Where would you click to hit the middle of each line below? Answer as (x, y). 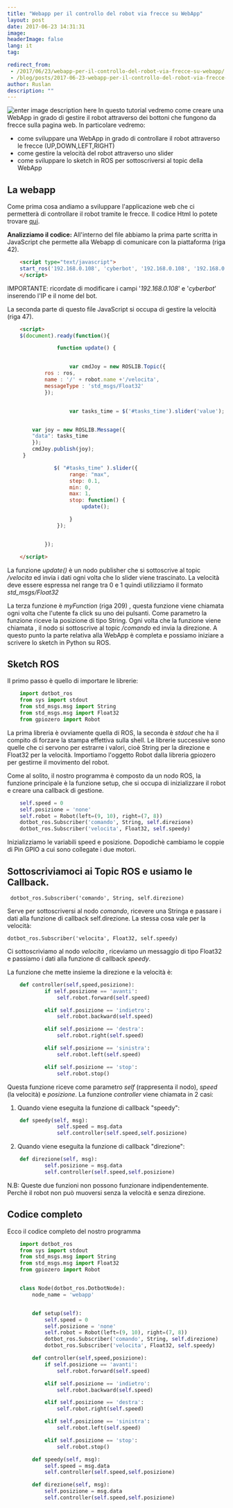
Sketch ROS (33, 664)
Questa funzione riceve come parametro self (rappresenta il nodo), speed (112, 1087)
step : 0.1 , (85, 481)
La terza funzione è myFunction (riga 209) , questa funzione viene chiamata (115, 606)
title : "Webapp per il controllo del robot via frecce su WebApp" (105, 14)
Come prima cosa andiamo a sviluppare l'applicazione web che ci (101, 207)
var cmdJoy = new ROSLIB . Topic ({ (118, 367)
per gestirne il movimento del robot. (58, 762)
